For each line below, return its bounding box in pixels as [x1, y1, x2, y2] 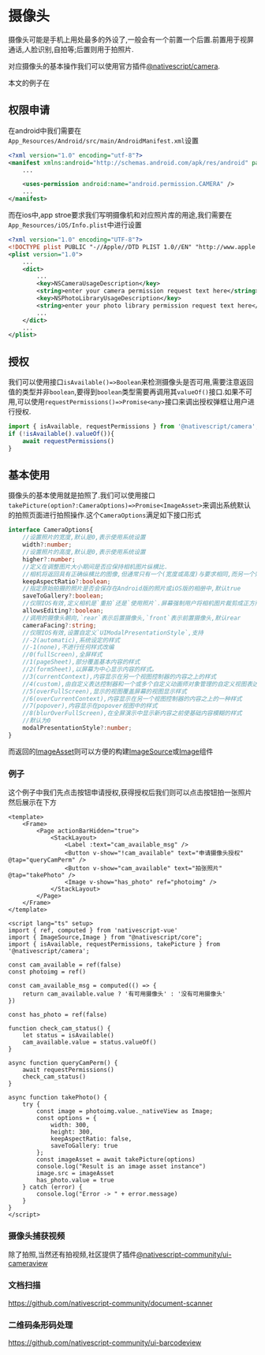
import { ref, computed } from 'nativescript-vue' [8, 927, 178, 935]
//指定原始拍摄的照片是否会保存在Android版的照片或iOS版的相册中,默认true [22, 585, 241, 593]
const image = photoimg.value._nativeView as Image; [36, 1107, 214, 1115]
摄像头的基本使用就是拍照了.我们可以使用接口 [8, 490, 156, 501]
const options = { [36, 1115, 97, 1122]
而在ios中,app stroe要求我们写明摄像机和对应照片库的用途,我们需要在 [8, 210, 233, 219]
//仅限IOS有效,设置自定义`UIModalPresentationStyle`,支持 [22, 628, 203, 637]
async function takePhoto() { [8, 1093, 108, 1102]
